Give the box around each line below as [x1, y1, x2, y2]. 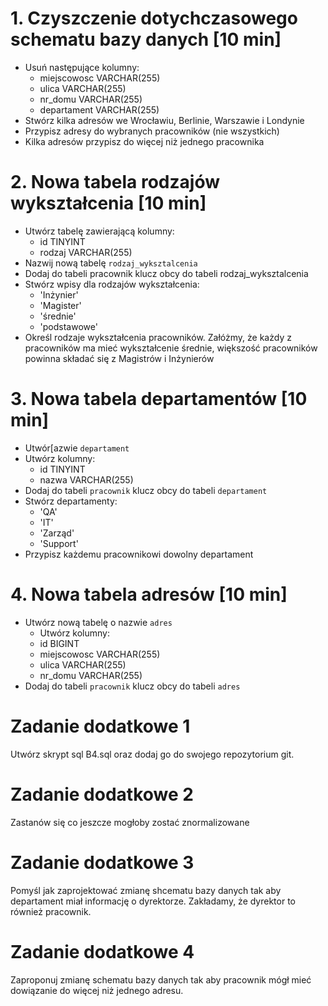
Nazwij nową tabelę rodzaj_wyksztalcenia [24, 257, 198, 269]
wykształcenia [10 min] [10, 192, 207, 215]
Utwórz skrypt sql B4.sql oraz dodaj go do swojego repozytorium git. [10, 748, 295, 760]
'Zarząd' [39, 527, 75, 539]
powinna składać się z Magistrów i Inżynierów [24, 352, 215, 364]
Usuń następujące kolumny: [24, 61, 140, 73]
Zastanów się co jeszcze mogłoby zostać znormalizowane [10, 816, 250, 828]
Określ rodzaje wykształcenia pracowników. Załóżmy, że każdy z [24, 331, 292, 343]
